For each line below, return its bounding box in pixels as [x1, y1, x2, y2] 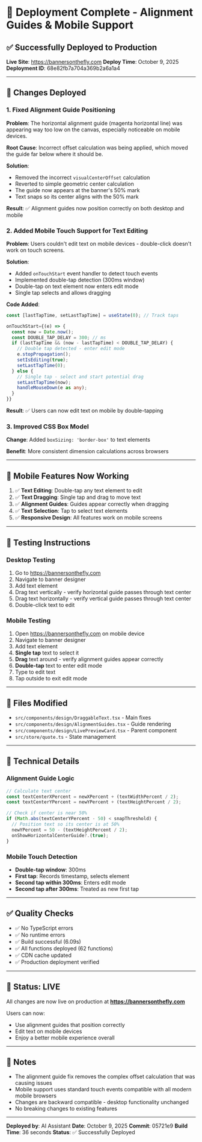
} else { [11, 368, 34, 374]
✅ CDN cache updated [14, 952, 72, 959]
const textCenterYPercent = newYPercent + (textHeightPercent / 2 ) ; [6, 799, 182, 805]
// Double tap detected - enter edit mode [17, 346, 125, 352]
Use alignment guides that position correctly [14, 1021, 125, 1028]
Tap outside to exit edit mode [14, 675, 87, 682]
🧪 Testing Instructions [6, 538, 91, 548]
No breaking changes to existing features [14, 1105, 117, 1112]
